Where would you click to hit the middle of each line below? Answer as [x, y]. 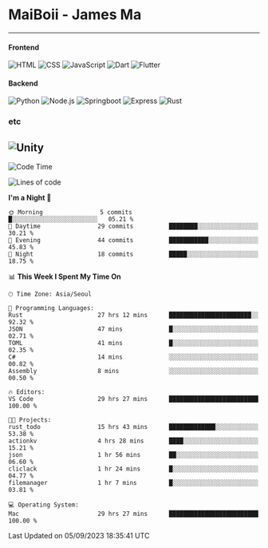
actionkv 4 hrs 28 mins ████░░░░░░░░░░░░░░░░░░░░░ [134, 441]
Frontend [24, 47]
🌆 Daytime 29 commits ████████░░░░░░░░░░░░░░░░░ [134, 226]
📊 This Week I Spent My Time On [65, 276]
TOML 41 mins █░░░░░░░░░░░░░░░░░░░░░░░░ [134, 343]
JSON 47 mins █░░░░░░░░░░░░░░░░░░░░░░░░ [134, 329]
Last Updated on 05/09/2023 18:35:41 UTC [79, 536]
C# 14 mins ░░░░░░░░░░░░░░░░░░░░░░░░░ [134, 357]
